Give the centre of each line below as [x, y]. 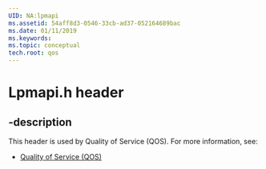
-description [40, 122]
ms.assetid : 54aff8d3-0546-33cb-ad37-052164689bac [95, 23]
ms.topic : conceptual [44, 46]
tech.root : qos [34, 53]
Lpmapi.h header [66, 93]
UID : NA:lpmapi [34, 16]
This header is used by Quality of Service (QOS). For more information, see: [133, 141]
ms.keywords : [30, 38]
